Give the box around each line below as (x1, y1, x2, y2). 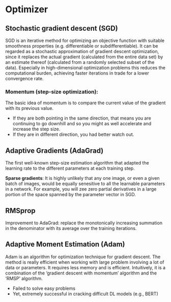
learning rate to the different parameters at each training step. (5, 165, 135, 172)
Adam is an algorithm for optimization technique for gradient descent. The (5, 253, 161, 260)
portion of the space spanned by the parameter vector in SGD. (5, 192, 136, 198)
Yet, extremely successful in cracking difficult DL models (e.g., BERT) (12, 290, 159, 297)
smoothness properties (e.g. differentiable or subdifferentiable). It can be (5, 43, 158, 49)
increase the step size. (12, 126, 61, 132)
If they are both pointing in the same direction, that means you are (12, 115, 151, 121)
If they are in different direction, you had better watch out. (12, 131, 134, 137)
